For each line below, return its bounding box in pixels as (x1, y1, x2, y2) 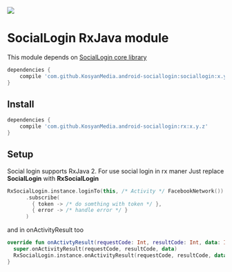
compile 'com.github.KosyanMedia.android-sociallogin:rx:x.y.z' (19, 123, 209, 130)
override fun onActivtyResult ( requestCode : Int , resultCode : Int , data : (7, 239, 221, 246)
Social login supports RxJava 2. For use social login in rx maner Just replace (7, 166, 224, 175)
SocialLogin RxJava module (7, 30, 169, 46)
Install (7, 98, 35, 110)
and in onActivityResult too (7, 226, 84, 234)
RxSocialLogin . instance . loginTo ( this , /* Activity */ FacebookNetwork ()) (7, 187, 224, 195)
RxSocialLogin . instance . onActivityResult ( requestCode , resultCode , (13, 252, 212, 259)
